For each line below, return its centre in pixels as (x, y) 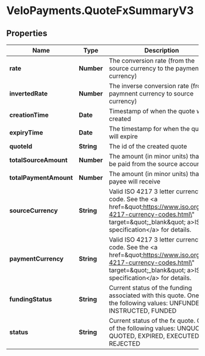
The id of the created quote (148, 146)
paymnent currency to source (151, 94)
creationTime (29, 115)
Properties (27, 33)
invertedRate (28, 94)
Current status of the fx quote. (152, 321)
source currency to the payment (155, 68)
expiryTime (26, 132)
